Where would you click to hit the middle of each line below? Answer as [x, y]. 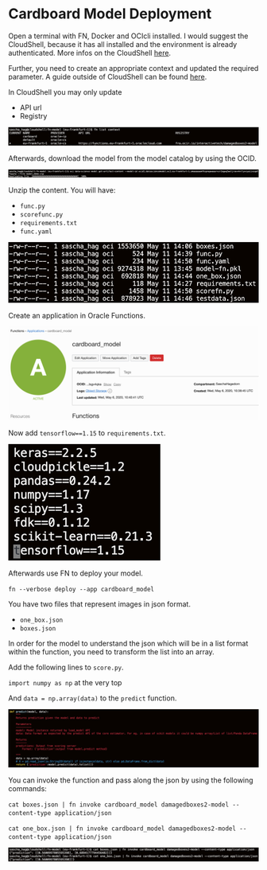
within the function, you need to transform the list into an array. [111, 652]
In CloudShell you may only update [65, 92]
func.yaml [36, 232]
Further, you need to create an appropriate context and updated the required [133, 68]
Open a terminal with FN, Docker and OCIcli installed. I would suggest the [128, 36]
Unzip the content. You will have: [62, 190]
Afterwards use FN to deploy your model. [75, 573]
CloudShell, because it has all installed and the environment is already [123, 44]
